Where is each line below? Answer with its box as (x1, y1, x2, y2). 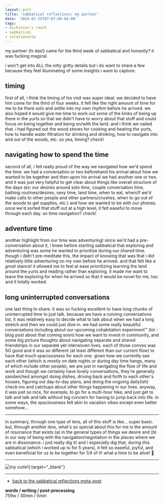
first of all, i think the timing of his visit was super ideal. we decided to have (5, 95, 156, 101)
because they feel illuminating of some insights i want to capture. (5, 67, 136, 73)
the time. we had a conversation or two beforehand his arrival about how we (5, 169, 159, 175)
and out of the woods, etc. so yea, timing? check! (5, 136, 104, 142)
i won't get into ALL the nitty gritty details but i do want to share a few (5, 62, 145, 68)
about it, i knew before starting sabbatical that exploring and (32, 242, 154, 248)
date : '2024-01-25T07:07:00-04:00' (5, 16, 78, 21)
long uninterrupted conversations (5, 293, 110, 301)
